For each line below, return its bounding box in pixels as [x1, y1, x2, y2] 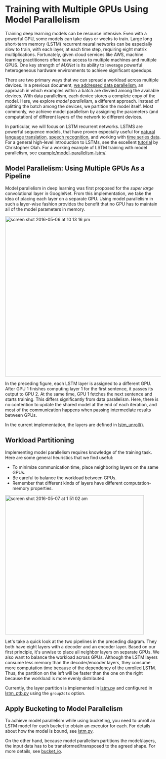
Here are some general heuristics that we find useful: [5, 454, 114, 460]
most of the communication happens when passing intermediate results [5, 407, 152, 413]
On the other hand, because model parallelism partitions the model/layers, [5, 738, 156, 744]
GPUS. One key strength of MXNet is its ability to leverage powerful [5, 62, 142, 68]
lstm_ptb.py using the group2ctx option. [5, 690, 85, 696]
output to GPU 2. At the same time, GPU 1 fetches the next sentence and [5, 391, 153, 397]
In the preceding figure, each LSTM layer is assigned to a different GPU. [5, 380, 152, 386]
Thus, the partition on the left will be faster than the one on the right [5, 670, 143, 676]
